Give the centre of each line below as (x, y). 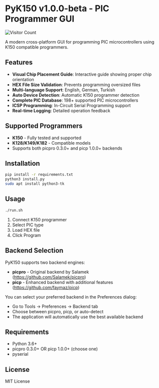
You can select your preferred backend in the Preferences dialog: (71, 297)
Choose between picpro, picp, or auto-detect (58, 311)
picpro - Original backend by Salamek (50, 272)
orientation (23, 79)
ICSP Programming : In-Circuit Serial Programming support (71, 105)
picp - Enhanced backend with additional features (63, 282)
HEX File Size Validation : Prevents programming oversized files (76, 85)
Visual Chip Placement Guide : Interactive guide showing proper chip (82, 74)
